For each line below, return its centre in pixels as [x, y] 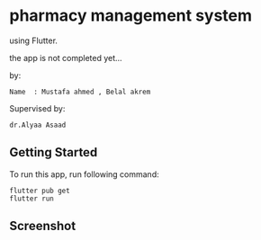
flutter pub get [40, 191]
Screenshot [43, 226]
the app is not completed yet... [66, 58]
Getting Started [54, 152]
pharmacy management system [131, 16]
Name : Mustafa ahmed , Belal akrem [80, 92]
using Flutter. [34, 40]
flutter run [31, 199]
